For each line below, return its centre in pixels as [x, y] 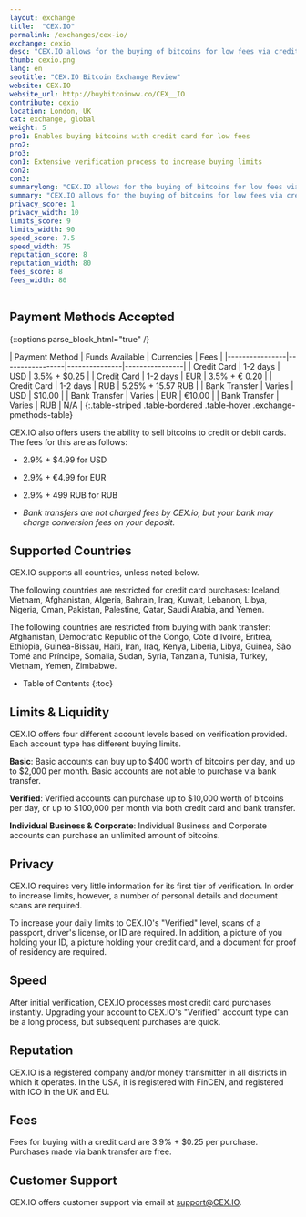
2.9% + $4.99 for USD [65, 460]
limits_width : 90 [42, 229]
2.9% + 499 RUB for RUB [70, 495]
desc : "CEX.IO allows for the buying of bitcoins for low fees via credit [154, 52]
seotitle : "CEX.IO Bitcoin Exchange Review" [95, 77]
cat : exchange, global [52, 119]
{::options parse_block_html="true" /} [80, 339]
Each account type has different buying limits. [96, 744]
